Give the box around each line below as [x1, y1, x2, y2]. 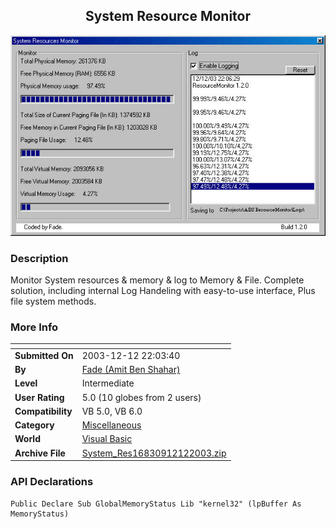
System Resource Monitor [84, 8, 252, 25]
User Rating [14, 391, 65, 403]
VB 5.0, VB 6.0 [81, 405, 143, 417]
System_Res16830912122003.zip [81, 447, 227, 459]
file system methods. [10, 295, 97, 307]
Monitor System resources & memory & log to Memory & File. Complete [10, 274, 305, 286]
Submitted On [14, 349, 74, 361]
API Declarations [10, 475, 94, 489]
